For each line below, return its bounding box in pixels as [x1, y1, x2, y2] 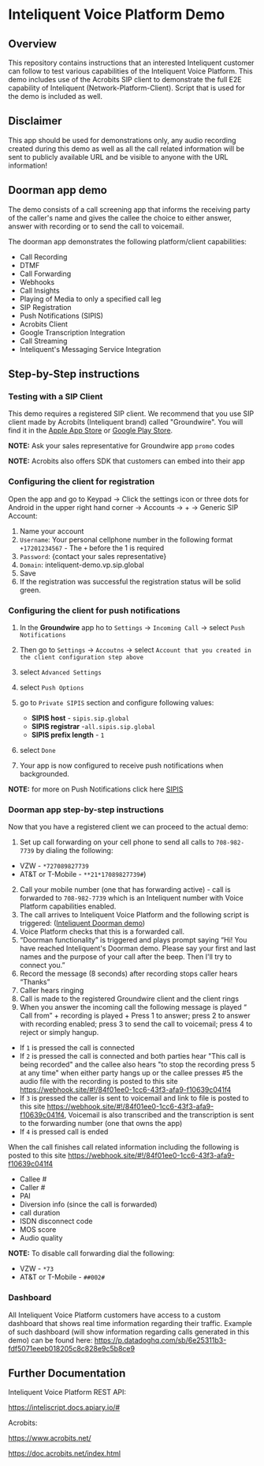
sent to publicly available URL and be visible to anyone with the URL [8, 152, 229, 161]
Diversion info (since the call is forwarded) [19, 1200, 158, 1209]
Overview [8, 37, 58, 51]
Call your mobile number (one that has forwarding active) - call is [19, 885, 231, 894]
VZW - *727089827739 [19, 861, 89, 871]
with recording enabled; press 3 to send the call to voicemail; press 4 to [19, 1019, 253, 1029]
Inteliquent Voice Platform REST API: [8, 1388, 127, 1397]
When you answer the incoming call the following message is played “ [19, 1003, 247, 1012]
